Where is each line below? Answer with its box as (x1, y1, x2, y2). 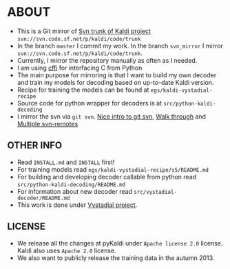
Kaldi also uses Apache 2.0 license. (17, 246, 116, 255)
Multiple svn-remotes (17, 119, 79, 128)
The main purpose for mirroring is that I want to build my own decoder (17, 70, 217, 79)
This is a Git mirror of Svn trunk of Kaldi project (17, 27, 151, 35)
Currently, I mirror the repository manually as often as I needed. (17, 56, 198, 64)
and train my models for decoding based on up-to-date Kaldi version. (17, 78, 214, 86)
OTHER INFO (7, 139, 63, 152)
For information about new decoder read (17, 187, 133, 195)
